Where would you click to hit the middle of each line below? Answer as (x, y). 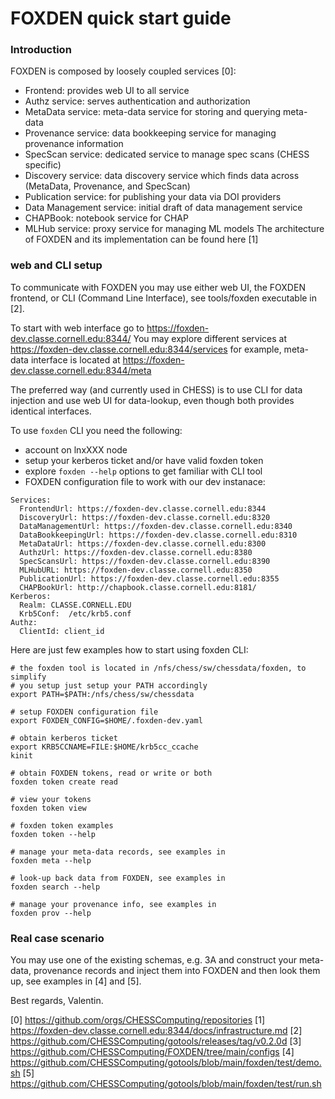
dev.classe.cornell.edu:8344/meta (81, 370)
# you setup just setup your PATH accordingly (109, 685)
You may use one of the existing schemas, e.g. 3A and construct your (153, 960)
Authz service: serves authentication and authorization (137, 101)
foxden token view (48, 808)
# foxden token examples (62, 825)
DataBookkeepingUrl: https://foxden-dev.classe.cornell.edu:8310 (158, 535)
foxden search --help (55, 887)
